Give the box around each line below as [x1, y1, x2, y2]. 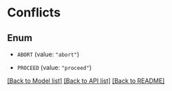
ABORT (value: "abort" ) [17, 50, 80, 58]
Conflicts [7, 5, 61, 21]
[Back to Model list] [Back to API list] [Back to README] [7, 77, 165, 85]
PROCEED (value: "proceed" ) [17, 64, 92, 71]
